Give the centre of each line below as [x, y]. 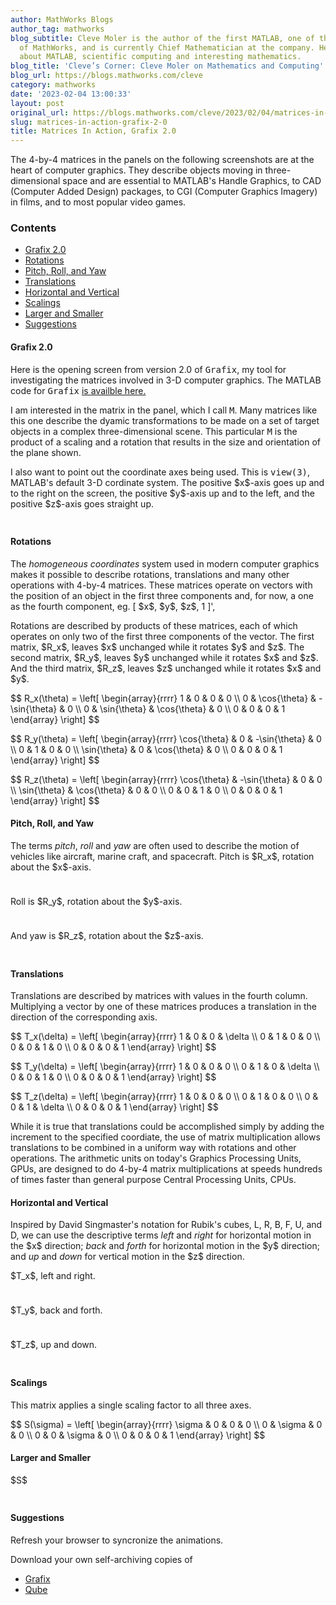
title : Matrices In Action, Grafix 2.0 [93, 131]
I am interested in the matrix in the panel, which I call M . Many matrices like [164, 410]
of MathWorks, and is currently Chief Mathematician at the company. [167, 47]
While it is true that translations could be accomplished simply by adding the [167, 1127]
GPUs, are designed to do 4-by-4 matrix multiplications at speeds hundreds [166, 1169]
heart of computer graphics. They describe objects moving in [136, 170]
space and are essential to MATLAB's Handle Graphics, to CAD [192, 181]
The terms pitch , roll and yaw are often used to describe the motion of [155, 846]
